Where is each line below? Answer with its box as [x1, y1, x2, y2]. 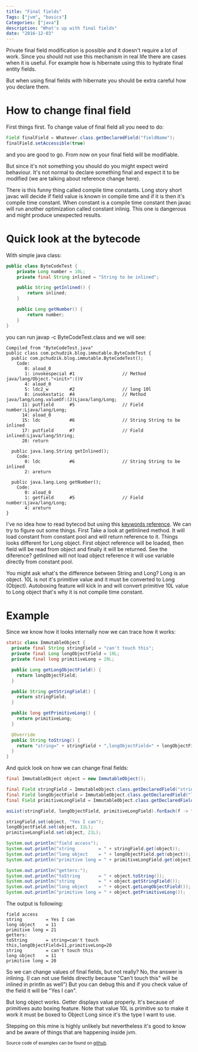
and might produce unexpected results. [6, 211, 102, 218]
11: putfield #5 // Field [21, 402, 144, 408]
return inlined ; [27, 290, 67, 296]
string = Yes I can [6, 917, 75, 923]
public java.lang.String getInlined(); [11, 448, 110, 454]
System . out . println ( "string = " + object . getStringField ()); [6, 879, 181, 884]
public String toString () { [11, 737, 81, 743]
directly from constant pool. [6, 558, 74, 565]
